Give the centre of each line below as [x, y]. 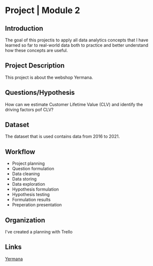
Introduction [24, 28]
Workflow [20, 151]
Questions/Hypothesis [40, 93]
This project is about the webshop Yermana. [49, 77]
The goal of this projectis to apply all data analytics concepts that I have [77, 40]
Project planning [28, 163]
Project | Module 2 [43, 10]
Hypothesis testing [31, 195]
